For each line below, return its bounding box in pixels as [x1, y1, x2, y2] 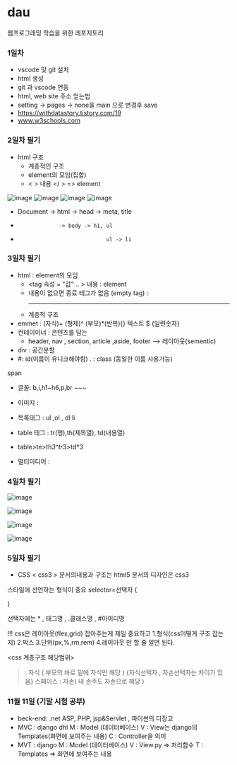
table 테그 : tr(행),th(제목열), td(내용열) [17, 428, 126, 437]
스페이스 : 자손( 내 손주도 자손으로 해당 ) [35, 677, 145, 686]
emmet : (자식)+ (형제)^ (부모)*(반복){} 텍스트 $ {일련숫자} [17, 319, 180, 328]
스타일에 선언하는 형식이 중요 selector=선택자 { [7, 585, 138, 594]
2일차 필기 [7, 135, 41, 145]
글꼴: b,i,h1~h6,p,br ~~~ [17, 383, 87, 391]
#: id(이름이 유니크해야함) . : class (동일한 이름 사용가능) [17, 355, 173, 363]
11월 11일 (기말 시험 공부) [7, 696, 86, 706]
